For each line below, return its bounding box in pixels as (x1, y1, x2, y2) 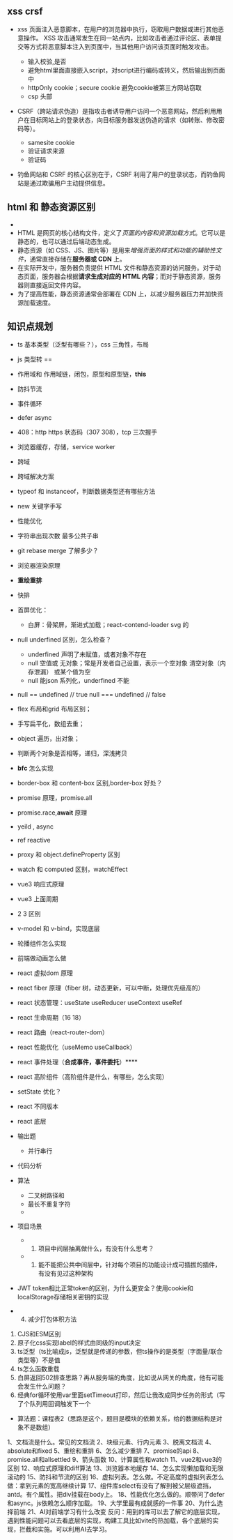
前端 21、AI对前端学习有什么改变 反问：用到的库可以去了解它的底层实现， (13, 1508, 224, 1516)
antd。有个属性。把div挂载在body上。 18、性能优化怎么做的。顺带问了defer (7, 1490, 225, 1499)
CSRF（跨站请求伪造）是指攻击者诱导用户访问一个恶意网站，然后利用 (17, 107, 217, 115)
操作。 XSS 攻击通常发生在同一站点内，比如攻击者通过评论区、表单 (23, 33, 216, 42)
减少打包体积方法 (27, 1315, 77, 1324)
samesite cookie (27, 138, 75, 146)
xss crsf (7, 6, 43, 17)
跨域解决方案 (17, 472, 54, 481)
